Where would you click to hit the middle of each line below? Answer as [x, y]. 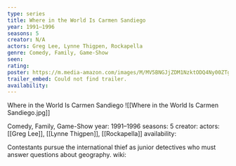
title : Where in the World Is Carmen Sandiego [77, 20]
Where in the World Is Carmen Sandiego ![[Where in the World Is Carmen [113, 105]
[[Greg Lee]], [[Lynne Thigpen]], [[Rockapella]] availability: [92, 134]
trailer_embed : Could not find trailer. [67, 79]
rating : [19, 66]
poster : [19, 72]
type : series [26, 14]
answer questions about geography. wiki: [67, 155]
